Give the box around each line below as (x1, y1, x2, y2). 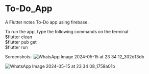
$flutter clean (5, 34, 33, 40)
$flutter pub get (5, 39, 37, 45)
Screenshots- (5, 53, 33, 59)
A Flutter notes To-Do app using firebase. (5, 19, 89, 25)
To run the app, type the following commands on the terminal (5, 28, 128, 34)
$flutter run (5, 44, 28, 50)
